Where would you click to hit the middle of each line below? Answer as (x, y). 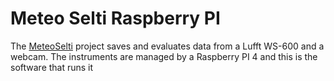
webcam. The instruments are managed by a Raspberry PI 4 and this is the (164, 56)
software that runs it (52, 67)
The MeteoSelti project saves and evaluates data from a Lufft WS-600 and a (167, 46)
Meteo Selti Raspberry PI (115, 18)
